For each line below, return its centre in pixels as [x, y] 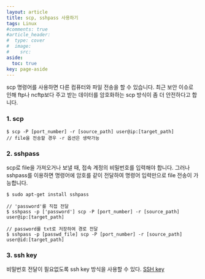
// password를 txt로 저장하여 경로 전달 [52, 229]
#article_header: [29, 35]
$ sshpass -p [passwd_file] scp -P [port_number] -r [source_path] [95, 234]
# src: [19, 52]
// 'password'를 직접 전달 [38, 206]
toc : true [24, 63]
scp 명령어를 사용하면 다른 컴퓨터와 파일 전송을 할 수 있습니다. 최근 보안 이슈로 [100, 87]
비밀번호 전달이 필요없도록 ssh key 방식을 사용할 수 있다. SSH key [85, 269]
